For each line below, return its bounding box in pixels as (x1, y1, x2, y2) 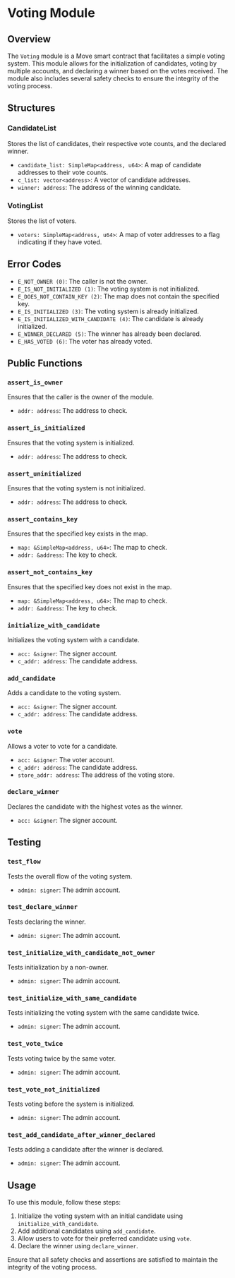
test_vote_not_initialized (7, 1085, 100, 1093)
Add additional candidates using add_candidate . (17, 1226, 157, 1236)
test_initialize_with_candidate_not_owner (7, 948, 155, 957)
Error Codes (7, 258, 61, 270)
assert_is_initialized (7, 424, 85, 432)
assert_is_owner (7, 379, 64, 387)
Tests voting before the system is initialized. (7, 1099, 135, 1109)
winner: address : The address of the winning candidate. (17, 183, 181, 191)
